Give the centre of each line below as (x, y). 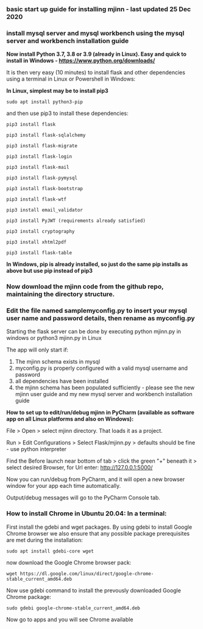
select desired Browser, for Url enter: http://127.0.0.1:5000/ (80, 468)
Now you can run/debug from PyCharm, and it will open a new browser (96, 479)
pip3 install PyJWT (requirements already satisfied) (76, 221)
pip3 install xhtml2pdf (37, 242)
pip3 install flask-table (39, 253)
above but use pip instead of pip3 (50, 271)
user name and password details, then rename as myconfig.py (101, 318)
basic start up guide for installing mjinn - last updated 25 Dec (98, 9)
